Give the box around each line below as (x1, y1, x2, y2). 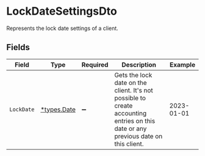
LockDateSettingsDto (6, 4, 117, 18)
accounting (114, 109, 147, 117)
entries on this (114, 116, 156, 125)
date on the (114, 78, 148, 87)
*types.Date (40, 105, 76, 114)
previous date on (114, 132, 163, 140)
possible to (114, 94, 146, 102)
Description (121, 60, 157, 69)
